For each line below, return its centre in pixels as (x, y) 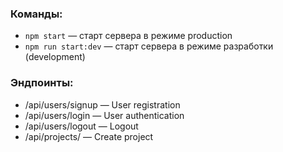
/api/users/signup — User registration (102, 104)
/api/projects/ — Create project (89, 136)
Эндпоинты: (42, 83)
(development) (55, 57)
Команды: (36, 14)
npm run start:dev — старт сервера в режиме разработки (149, 46)
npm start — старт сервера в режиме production (128, 36)
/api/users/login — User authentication (104, 115)
